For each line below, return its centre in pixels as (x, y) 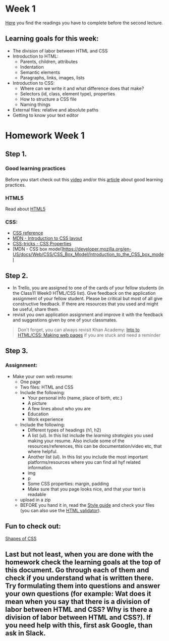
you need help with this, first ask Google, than (79, 625)
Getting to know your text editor (46, 115)
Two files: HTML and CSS (47, 387)
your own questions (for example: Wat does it (78, 594)
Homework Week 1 (45, 136)
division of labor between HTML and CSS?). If (78, 617)
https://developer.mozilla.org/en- (97, 249)
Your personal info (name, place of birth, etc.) (75, 398)
